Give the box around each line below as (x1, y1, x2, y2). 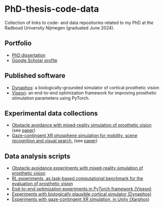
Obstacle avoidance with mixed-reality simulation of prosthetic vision (11, 122, 152, 128)
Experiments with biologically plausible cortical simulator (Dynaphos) (11, 191, 152, 197)
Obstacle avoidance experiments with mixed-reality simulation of (11, 165, 143, 171)
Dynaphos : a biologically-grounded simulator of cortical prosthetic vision (11, 84, 160, 90)
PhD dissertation (11, 52, 46, 58)
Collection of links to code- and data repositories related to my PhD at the (4, 20, 154, 26)
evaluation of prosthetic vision (11, 181, 73, 187)
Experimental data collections (4, 109, 98, 117)
